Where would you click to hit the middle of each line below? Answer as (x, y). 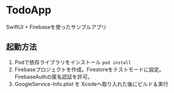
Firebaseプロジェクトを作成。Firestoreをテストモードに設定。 (89, 69)
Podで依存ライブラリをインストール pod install (73, 62)
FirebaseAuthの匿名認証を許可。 (54, 77)
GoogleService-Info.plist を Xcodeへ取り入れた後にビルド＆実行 (91, 84)
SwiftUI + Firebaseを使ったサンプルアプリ (56, 27)
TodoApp (29, 10)
